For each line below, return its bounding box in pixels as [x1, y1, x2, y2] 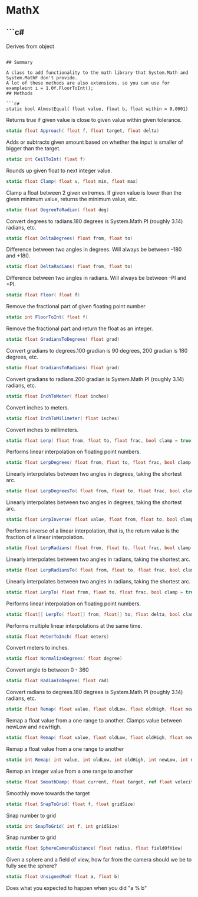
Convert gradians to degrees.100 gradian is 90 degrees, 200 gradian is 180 [6, 347, 188, 354]
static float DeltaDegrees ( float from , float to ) [6, 235, 133, 241]
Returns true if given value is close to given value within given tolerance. [6, 117, 182, 123]
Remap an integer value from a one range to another [6, 767, 134, 775]
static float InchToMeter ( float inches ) [6, 393, 110, 399]
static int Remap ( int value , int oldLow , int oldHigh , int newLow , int [6, 757, 189, 763]
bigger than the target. [6, 144, 61, 151]
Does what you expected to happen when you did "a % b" [6, 885, 147, 892]
